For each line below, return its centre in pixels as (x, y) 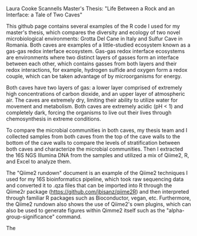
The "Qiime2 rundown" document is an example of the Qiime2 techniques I (97, 173)
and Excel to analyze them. (39, 162)
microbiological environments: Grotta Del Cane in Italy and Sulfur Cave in (94, 39)
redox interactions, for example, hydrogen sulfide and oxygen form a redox (97, 70)
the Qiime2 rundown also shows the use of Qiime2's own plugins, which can (98, 204)
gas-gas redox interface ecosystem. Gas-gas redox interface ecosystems (96, 51)
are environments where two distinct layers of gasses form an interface (93, 57)
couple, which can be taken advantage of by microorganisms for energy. (94, 76)
